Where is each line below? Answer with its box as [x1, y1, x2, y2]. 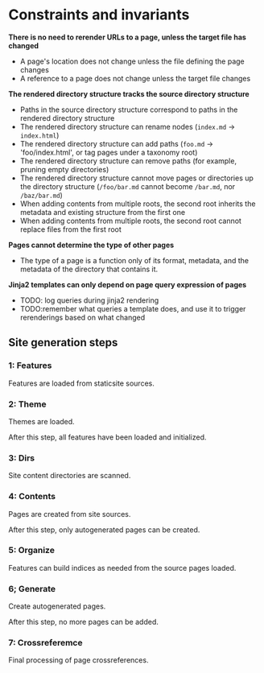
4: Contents [8, 491, 56, 502]
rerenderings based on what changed [19, 312, 146, 322]
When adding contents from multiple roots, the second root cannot [19, 216, 241, 225]
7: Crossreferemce [8, 638, 83, 649]
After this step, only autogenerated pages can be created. [8, 525, 200, 535]
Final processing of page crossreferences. [8, 655, 149, 665]
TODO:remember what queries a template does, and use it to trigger [19, 303, 246, 313]
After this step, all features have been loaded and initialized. [8, 432, 207, 442]
